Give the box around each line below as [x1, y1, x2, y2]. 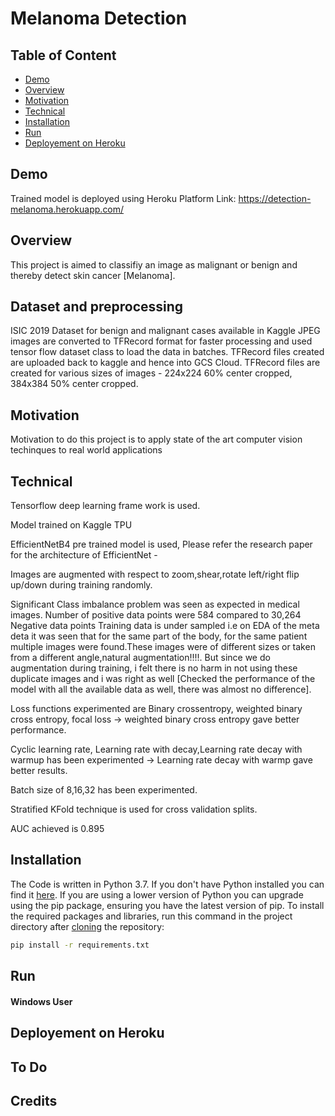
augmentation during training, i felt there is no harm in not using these [10, 662, 298, 674]
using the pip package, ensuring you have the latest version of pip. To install [10, 899, 325, 911]
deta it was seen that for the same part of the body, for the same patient [10, 630, 308, 642]
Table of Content [10, 47, 117, 64]
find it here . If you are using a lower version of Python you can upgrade [10, 888, 304, 901]
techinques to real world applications [10, 444, 163, 456]
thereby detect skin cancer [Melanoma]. [10, 269, 176, 281]
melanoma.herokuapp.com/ [10, 203, 125, 215]
